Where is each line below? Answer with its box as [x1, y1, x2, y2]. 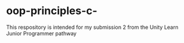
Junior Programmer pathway [6, 29, 76, 37]
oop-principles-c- [6, 4, 97, 18]
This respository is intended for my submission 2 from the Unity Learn [6, 24, 179, 31]
